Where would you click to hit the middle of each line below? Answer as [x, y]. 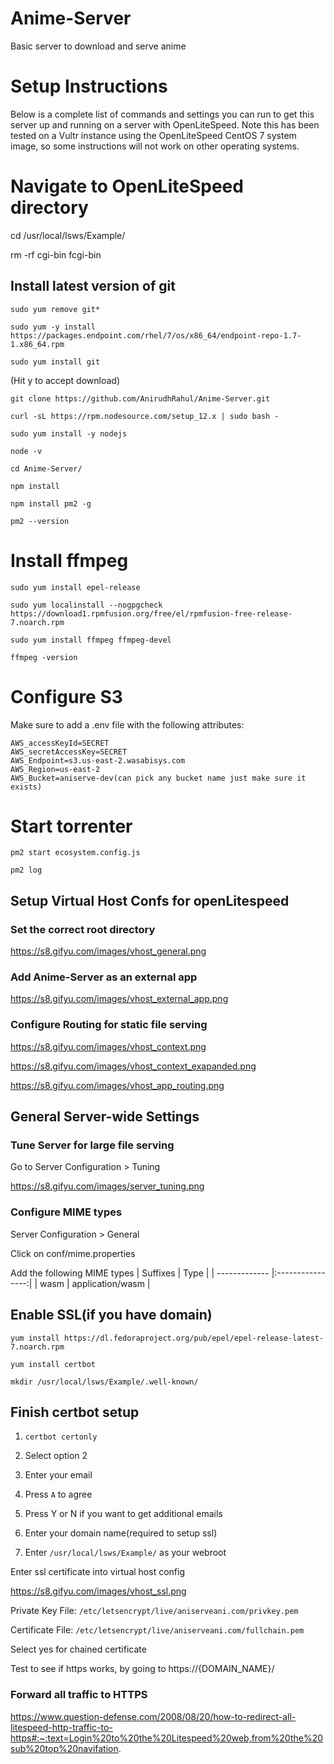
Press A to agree [58, 1494]
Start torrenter [71, 826]
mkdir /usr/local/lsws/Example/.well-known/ [104, 1382]
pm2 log [26, 870]
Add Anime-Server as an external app [104, 977]
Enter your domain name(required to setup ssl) [121, 1533]
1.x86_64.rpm [37, 344]
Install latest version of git [93, 286]
